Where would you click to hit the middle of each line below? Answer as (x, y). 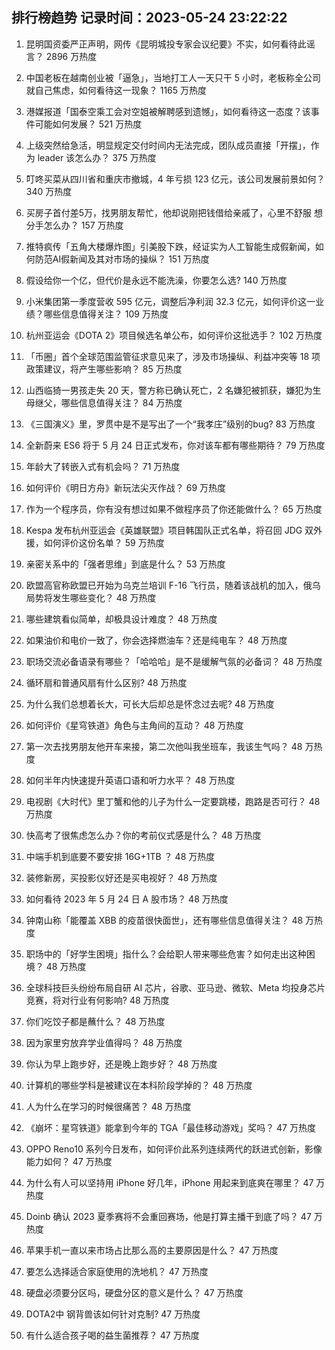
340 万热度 (49, 191)
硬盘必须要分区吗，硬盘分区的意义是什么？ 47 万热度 (134, 1292)
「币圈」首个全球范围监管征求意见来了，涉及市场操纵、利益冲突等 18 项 (173, 356)
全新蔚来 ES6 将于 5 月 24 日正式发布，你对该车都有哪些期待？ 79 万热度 (175, 445)
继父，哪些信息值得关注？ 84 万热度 (108, 402)
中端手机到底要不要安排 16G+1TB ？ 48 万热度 (120, 856)
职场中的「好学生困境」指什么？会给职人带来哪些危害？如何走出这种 (166, 954)
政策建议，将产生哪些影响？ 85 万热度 (104, 369)
